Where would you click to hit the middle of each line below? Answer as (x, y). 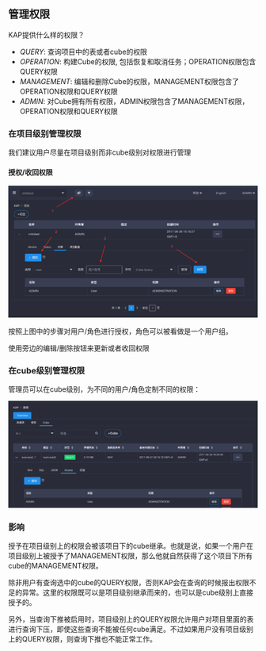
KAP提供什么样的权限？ (47, 35)
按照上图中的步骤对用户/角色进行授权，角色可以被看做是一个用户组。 (121, 331)
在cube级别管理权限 (47, 370)
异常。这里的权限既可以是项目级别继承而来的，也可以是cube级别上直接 (138, 592)
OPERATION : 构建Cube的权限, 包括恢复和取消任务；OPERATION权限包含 (138, 61)
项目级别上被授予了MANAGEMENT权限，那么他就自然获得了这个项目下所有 (131, 556)
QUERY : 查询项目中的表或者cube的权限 (84, 52)
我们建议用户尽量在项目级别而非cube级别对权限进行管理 (100, 152)
